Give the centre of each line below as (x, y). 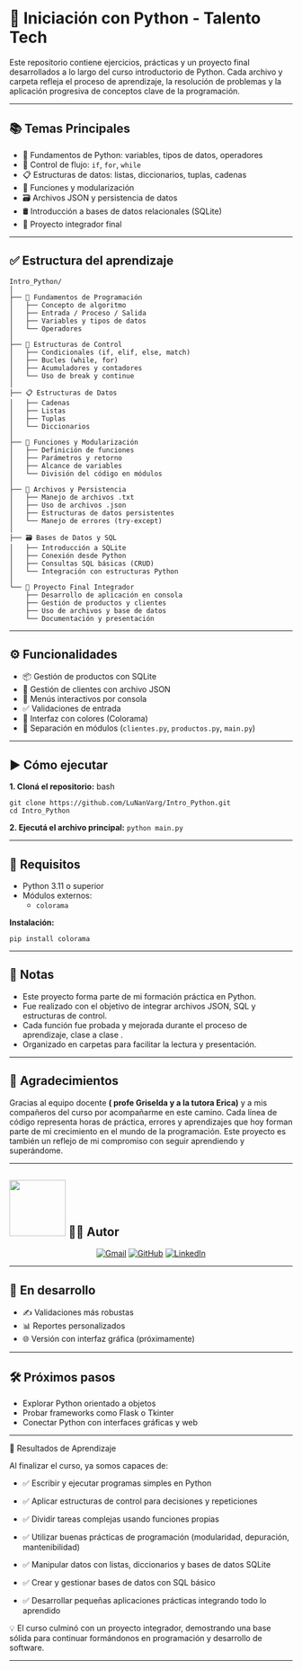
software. (27, 1648)
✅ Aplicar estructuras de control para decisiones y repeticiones (140, 1501)
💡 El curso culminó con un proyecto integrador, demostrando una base (140, 1628)
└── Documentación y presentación (90, 618)
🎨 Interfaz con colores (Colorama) (85, 719)
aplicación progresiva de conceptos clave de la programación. (125, 91)
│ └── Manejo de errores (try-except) (86, 520)
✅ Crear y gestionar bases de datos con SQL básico (119, 1583)
